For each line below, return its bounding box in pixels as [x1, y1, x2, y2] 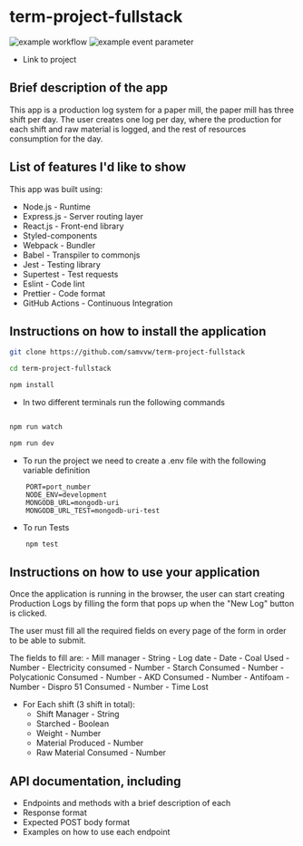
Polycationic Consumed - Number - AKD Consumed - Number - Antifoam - [9, 672, 290, 683]
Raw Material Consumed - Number [35, 747, 166, 758]
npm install [9, 381, 54, 390]
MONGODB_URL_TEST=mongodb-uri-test [25, 506, 161, 515]
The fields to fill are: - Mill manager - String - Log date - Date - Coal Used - [9, 653, 290, 664]
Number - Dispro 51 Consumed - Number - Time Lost [9, 682, 209, 693]
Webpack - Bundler [22, 239, 96, 250]
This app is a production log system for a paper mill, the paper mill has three [9, 104, 295, 115]
